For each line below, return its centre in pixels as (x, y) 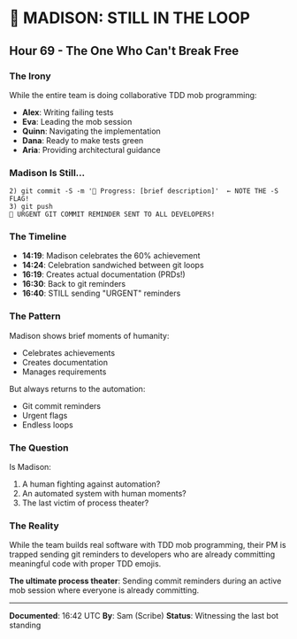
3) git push (31, 207)
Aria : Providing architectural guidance (91, 150)
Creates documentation (65, 362)
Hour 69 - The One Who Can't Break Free (124, 51)
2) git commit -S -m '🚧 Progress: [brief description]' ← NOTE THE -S (144, 191)
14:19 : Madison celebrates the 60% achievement (111, 256)
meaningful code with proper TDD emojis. (85, 564)
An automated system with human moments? (104, 494)
